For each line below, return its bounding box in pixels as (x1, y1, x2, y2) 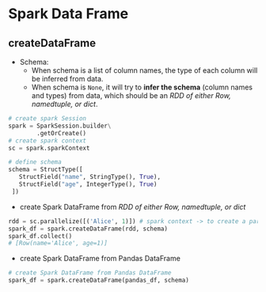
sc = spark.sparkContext (8, 144, 90, 152)
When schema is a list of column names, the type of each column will (31, 66, 258, 75)
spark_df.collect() (8, 232, 73, 240)
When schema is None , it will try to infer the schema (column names (31, 82, 253, 92)
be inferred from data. (31, 74, 104, 83)
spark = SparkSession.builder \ (8, 122, 112, 130)
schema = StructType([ (8, 165, 83, 174)
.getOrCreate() (36, 129, 87, 137)
